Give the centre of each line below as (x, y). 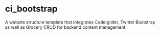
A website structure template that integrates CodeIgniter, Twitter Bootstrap (80, 22)
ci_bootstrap (31, 9)
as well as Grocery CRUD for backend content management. (66, 27)
